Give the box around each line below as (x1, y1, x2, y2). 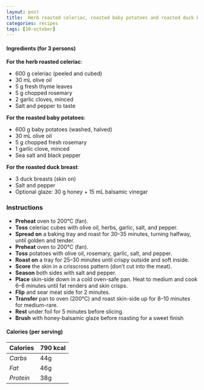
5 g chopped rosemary (15, 89, 73, 97)
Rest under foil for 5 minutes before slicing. (15, 308, 124, 315)
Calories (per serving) (6, 328, 63, 335)
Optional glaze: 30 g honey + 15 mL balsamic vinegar (15, 188, 148, 195)
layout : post (6, 9, 39, 15)
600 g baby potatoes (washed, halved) (15, 126, 112, 133)
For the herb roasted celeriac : (6, 58, 83, 66)
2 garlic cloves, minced (15, 96, 74, 103)
